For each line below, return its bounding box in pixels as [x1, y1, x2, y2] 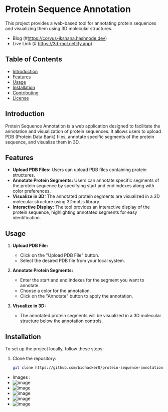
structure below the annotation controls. [20, 318, 103, 324]
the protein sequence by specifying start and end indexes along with [12, 183, 154, 189]
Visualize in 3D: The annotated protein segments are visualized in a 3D [12, 193, 160, 199]
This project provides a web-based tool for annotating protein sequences [5, 20, 156, 26]
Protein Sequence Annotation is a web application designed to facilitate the [5, 123, 160, 129]
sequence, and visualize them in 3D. [5, 139, 80, 145]
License [12, 95, 29, 101]
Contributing [12, 89, 39, 96]
